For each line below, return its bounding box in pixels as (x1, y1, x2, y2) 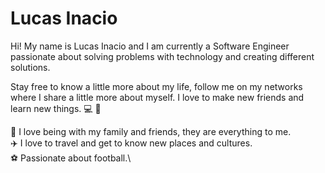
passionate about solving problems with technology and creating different (10, 50, 315, 62)
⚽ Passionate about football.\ (10, 152, 132, 164)
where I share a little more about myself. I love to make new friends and (10, 91, 305, 103)
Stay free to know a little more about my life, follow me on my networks (10, 80, 303, 92)
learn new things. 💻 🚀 (10, 102, 102, 114)
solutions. (10, 61, 51, 73)
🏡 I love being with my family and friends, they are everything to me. (10, 125, 292, 137)
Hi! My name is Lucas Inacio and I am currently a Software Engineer (10, 40, 290, 52)
